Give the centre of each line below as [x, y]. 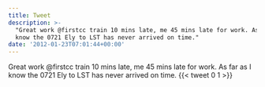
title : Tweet [30, 15]
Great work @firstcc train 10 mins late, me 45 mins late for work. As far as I [130, 67]
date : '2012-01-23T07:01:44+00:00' [67, 45]
